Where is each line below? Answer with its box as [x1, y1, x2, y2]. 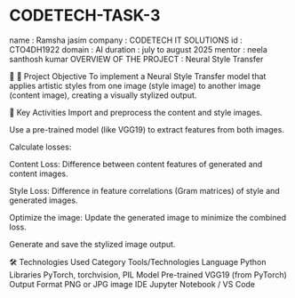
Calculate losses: [9, 141, 72, 152]
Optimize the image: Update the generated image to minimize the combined [9, 212, 287, 222]
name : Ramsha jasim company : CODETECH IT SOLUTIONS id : [9, 35, 243, 45]
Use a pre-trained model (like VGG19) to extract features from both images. [9, 124, 284, 134]
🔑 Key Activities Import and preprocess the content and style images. [9, 107, 263, 117]
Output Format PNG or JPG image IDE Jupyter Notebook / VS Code [9, 278, 256, 289]
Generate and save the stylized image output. [9, 238, 176, 249]
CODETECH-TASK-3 [9, 5, 161, 26]
